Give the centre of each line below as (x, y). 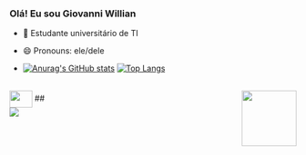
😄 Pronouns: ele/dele (63, 51)
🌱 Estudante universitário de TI (80, 34)
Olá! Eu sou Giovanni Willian (73, 14)
